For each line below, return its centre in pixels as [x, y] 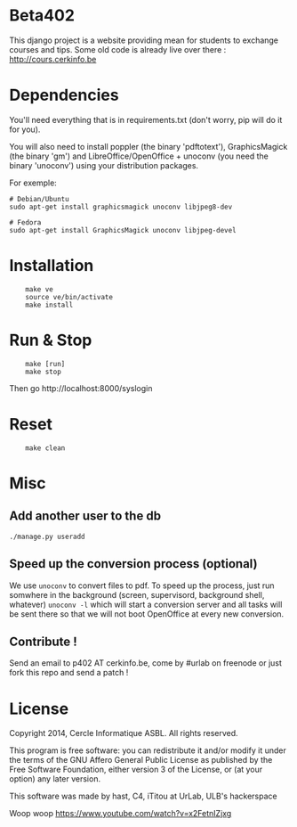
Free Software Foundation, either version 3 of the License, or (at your [136, 770]
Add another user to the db [85, 516]
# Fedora [25, 222]
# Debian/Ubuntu [39, 199]
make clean [45, 448]
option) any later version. [55, 779]
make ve [39, 289]
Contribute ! [43, 641]
